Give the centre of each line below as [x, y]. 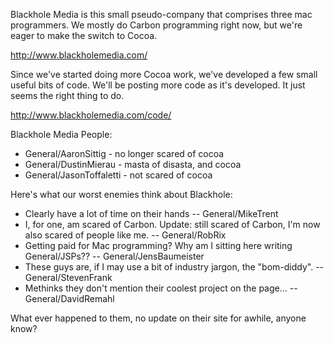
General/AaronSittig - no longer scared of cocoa [124, 153]
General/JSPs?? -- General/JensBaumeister [114, 256]
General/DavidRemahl [69, 298]
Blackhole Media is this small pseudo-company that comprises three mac [161, 14]
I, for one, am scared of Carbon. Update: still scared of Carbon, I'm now [172, 224]
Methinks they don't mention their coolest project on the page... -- [161, 288]
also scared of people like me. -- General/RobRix [125, 235]
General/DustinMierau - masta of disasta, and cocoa [133, 164]
